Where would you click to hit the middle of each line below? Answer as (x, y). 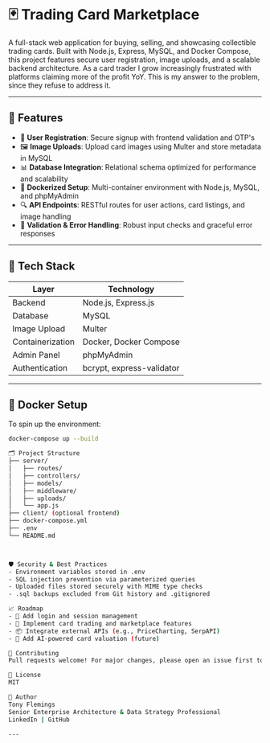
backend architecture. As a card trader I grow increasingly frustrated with (130, 68)
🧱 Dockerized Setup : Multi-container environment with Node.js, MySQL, (139, 187)
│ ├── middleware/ (43, 491)
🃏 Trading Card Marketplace (104, 15)
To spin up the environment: (55, 424)
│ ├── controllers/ (45, 476)
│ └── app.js (34, 506)
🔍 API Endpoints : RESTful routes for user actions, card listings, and (132, 204)
